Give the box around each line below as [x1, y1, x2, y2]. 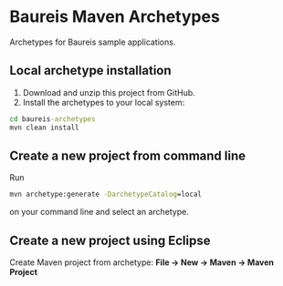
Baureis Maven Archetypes [9, 6, 221, 27]
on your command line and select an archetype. [9, 207, 189, 218]
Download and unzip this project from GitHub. [22, 87, 196, 97]
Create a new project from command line [9, 148, 246, 163]
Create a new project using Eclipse [9, 232, 211, 248]
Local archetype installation [9, 63, 172, 78]
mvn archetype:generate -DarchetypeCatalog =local [9, 189, 203, 199]
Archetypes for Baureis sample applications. [9, 36, 176, 47]
